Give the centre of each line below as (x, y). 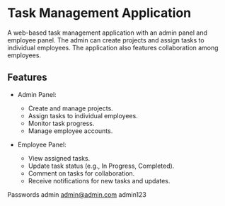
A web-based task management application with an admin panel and (107, 33)
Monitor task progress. (61, 123)
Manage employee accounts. (70, 131)
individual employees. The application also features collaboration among (113, 47)
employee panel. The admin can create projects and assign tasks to (106, 40)
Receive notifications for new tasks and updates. (99, 181)
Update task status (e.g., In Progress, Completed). (101, 166)
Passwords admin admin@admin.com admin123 (77, 194)
